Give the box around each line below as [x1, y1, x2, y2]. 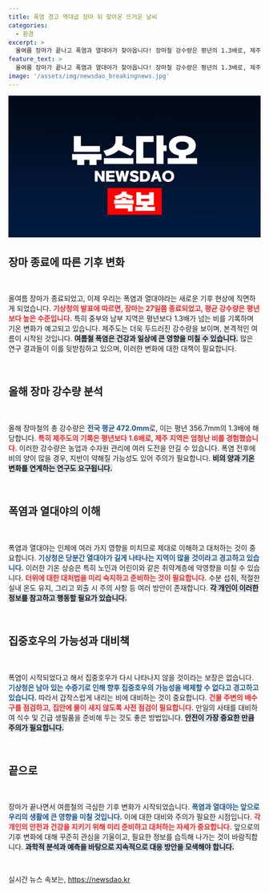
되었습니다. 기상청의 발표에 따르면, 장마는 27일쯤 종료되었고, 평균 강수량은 [16, 304, 246, 313]
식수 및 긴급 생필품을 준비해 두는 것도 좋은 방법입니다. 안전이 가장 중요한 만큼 [16, 712, 255, 722]
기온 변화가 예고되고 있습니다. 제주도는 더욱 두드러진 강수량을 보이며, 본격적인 [8, 324, 250, 333]
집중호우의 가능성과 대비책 [8, 634, 130, 648]
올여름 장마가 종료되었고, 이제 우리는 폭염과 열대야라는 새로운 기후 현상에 [8, 293, 235, 304]
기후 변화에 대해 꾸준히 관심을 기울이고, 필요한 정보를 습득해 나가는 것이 [8, 832, 231, 842]
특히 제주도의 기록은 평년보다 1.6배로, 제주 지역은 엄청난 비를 [38, 433, 225, 442]
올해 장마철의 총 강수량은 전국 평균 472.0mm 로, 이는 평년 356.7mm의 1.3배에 [8, 423, 251, 433]
